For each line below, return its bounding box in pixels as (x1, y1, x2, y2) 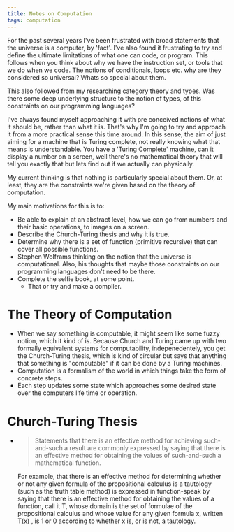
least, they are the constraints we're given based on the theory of (7, 180, 196, 189)
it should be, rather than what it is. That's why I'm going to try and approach (7, 122, 226, 131)
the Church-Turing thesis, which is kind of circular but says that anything (17, 352, 227, 360)
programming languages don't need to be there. (17, 267, 156, 275)
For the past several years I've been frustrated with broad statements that (7, 36, 219, 44)
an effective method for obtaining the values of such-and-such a (34, 452, 221, 460)
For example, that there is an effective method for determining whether (17, 473, 222, 481)
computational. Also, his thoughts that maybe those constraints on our (17, 259, 220, 268)
